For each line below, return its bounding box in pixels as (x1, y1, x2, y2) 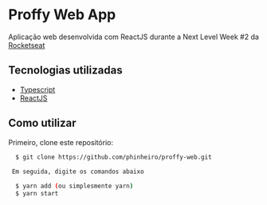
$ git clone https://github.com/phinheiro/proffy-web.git (15, 153, 213, 161)
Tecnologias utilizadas (8, 64, 123, 77)
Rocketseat (8, 40, 45, 49)
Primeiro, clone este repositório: (8, 137, 114, 147)
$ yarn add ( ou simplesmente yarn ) (15, 182, 134, 191)
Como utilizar (8, 116, 77, 130)
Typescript (19, 85, 56, 94)
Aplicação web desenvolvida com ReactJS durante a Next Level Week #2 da (8, 32, 259, 41)
